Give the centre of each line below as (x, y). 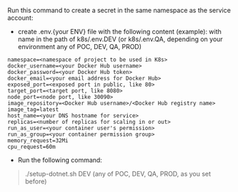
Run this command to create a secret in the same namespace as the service (119, 10)
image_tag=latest (33, 110)
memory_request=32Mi (38, 141)
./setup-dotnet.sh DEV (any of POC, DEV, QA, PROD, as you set (118, 174)
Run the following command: (60, 160)
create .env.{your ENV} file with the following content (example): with (119, 32)
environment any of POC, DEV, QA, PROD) (79, 47)
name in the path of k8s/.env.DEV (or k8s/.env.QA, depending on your (120, 39)
